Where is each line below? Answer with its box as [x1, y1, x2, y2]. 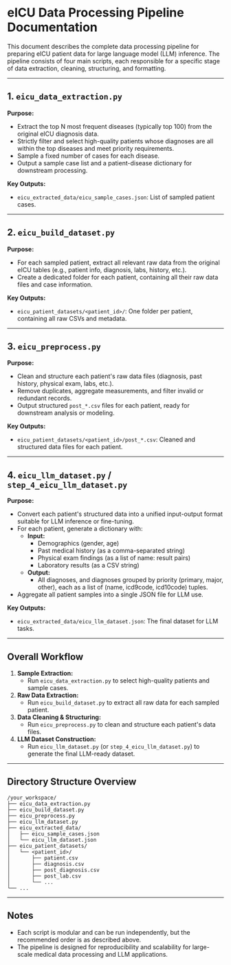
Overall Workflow [7, 651, 84, 663]
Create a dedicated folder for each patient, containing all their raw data [16, 273, 219, 281]
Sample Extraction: [16, 670, 74, 677]
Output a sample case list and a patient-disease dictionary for [16, 158, 192, 167]
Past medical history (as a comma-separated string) [37, 546, 186, 555]
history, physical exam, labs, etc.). [16, 380, 114, 388]
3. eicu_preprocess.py [7, 340, 101, 352]
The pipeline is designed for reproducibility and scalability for [16, 942, 191, 951]
